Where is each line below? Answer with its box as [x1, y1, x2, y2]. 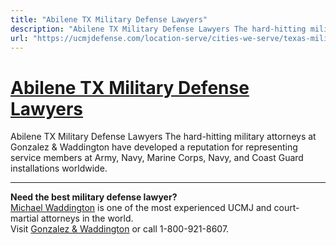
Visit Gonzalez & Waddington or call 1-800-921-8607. [10, 223, 230, 235]
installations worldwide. [10, 162, 108, 175]
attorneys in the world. [40, 212, 134, 225]
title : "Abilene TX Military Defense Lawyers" [10, 14, 208, 25]
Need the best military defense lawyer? [10, 191, 178, 203]
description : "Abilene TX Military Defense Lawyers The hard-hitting [10, 24, 307, 34]
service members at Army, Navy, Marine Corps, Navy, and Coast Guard [10, 152, 304, 164]
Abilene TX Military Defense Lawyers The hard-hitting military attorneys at [10, 131, 317, 143]
